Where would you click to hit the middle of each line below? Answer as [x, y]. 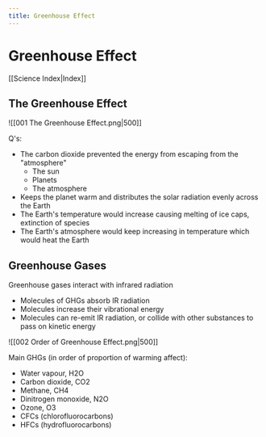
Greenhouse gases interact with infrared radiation [91, 285]
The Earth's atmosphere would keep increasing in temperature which [135, 232]
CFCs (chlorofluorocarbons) [67, 416]
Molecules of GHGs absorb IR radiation [85, 300]
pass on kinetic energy [58, 326]
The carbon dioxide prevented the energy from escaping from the [129, 154]
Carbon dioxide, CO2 [55, 382]
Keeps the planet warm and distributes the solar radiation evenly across [139, 197]
